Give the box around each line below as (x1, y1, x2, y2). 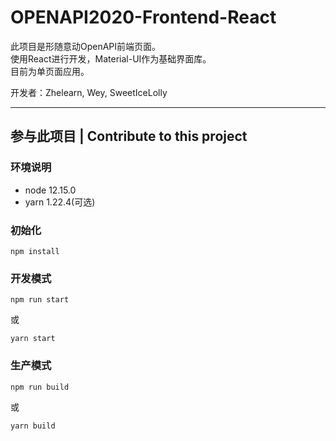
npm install (10, 246, 60, 256)
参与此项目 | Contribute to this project (10, 128, 248, 145)
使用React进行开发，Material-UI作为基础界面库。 (10, 52, 212, 65)
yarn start (10, 334, 56, 344)
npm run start (10, 295, 70, 305)
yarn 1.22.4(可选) (24, 196, 96, 208)
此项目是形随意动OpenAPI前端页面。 (10, 40, 162, 52)
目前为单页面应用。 (10, 65, 90, 77)
